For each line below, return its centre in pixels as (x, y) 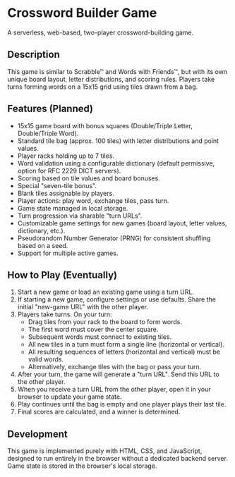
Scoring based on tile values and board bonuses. (89, 178)
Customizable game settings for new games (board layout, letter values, (122, 223)
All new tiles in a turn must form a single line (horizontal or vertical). (126, 345)
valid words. (46, 359)
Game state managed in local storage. (73, 208)
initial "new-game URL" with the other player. (83, 307)
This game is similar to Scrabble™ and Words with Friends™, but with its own (117, 71)
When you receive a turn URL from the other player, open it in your (114, 390)
